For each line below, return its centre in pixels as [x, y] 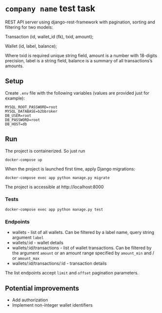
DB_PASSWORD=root [23, 120]
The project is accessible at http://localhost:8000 [54, 187]
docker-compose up [24, 160]
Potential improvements [42, 288]
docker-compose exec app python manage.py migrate [57, 178]
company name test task [50, 9]
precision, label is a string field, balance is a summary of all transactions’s [79, 60]
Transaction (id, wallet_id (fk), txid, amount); [49, 37]
